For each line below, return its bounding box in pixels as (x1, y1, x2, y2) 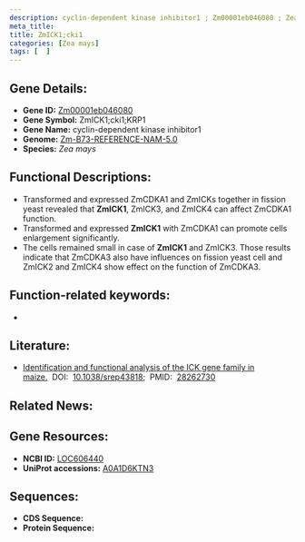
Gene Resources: (9, 429, 109, 445)
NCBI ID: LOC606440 (22, 453, 104, 464)
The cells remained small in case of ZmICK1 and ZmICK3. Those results (22, 241, 291, 252)
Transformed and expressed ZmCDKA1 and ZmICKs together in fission (22, 193, 286, 204)
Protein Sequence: (22, 523, 95, 534)
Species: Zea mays (22, 143, 97, 154)
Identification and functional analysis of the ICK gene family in (22, 362, 255, 373)
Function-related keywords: (9, 288, 171, 303)
